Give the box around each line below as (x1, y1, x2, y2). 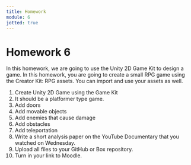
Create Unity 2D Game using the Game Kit (14, 89, 118, 96)
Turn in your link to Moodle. (14, 152, 82, 159)
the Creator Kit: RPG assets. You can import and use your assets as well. (6, 78, 183, 85)
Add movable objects (14, 108, 67, 115)
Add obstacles (14, 120, 50, 128)
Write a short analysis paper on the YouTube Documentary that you (14, 133, 179, 140)
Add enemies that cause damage (14, 114, 96, 122)
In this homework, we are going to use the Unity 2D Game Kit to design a (6, 65, 184, 72)
